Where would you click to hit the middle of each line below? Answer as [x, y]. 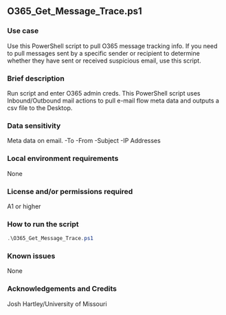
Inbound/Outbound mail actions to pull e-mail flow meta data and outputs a [113, 100]
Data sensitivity [34, 125]
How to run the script [43, 224]
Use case [23, 31]
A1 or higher [24, 206]
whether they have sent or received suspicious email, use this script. [104, 61]
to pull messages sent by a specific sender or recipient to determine [104, 53]
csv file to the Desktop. [40, 108]
